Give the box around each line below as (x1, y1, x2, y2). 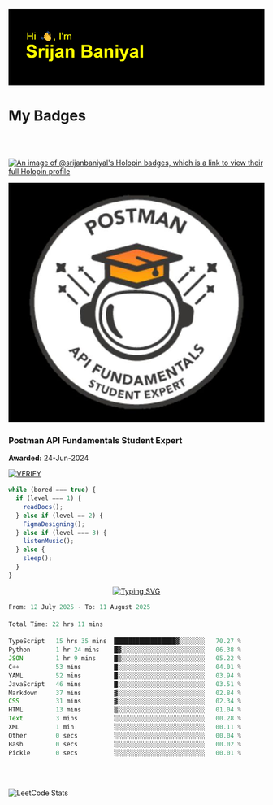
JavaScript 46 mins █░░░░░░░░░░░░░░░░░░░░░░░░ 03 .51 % (8, 680, 242, 688)
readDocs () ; (23, 503, 63, 511)
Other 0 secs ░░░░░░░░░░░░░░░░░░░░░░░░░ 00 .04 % (8, 731, 242, 740)
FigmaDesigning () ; (23, 520, 85, 529)
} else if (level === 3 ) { (15, 529, 107, 537)
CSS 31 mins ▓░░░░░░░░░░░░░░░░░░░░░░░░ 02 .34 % (8, 697, 242, 706)
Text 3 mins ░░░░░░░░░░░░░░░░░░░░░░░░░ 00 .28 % (8, 715, 242, 723)
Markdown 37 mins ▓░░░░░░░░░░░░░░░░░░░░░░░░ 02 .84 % (8, 689, 242, 697)
